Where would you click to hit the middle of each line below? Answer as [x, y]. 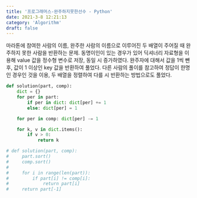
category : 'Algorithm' [34, 22]
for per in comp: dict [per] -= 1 [58, 118]
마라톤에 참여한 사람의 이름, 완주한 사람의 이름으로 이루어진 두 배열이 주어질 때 [96, 45]
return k [48, 140]
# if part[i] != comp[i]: [49, 178]
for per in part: [38, 97]
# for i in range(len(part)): [49, 173]
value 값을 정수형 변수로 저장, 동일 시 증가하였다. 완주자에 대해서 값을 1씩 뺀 [103, 60]
